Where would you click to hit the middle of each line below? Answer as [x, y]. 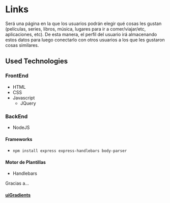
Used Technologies [36, 61]
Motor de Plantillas [25, 162]
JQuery [28, 103]
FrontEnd [17, 76]
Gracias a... [17, 183]
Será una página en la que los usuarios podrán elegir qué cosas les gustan [83, 23]
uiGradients [18, 195]
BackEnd [17, 116]
